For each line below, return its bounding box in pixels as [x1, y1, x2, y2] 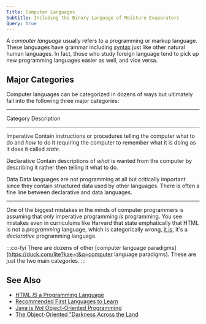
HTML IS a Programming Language [15, 292, 104, 298]
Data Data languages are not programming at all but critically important [6, 176, 186, 183]
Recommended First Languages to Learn [15, 298, 118, 305]
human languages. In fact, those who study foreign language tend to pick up [6, 50, 199, 58]
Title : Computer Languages [6, 9, 75, 15]
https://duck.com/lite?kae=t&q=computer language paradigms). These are [8, 251, 197, 258]
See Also [6, 275, 41, 285]
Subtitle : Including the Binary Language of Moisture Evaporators [6, 15, 180, 21]
